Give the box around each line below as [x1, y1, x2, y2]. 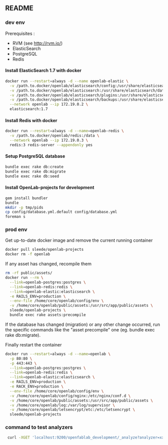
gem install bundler [5, 195, 48, 201]
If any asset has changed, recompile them [5, 261, 91, 267]
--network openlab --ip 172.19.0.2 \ [9, 102, 88, 107]
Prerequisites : [5, 30, 35, 37]
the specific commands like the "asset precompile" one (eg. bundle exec [5, 326, 155, 332]
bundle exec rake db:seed [5, 174, 59, 179]
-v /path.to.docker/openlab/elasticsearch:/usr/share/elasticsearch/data [9, 88, 166, 93]
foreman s [5, 214, 26, 219]
